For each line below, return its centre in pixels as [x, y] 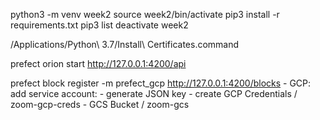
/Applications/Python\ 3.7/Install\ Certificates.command [125, 44]
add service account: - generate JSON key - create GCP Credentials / [154, 93]
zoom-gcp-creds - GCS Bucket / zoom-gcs [100, 104]
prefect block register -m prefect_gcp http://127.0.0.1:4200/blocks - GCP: [161, 83]
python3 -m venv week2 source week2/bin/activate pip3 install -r [145, 14]
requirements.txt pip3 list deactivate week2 [99, 25]
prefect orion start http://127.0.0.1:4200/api [98, 63]
